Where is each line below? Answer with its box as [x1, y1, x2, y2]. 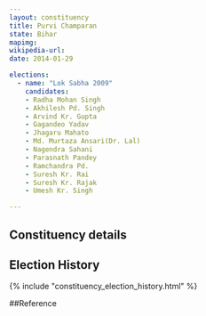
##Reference [9, 298, 58, 309]
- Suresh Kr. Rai [25, 170, 90, 179]
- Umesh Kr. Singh [25, 186, 93, 196]
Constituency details [9, 227, 127, 242]
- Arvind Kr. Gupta [25, 112, 98, 121]
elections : [9, 70, 50, 80]
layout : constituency [9, 12, 90, 22]
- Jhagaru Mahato [25, 128, 90, 138]
